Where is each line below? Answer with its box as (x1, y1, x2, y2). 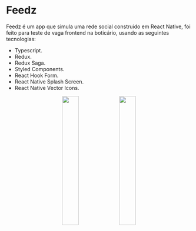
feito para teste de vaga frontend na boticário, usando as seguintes (6, 29, 170, 36)
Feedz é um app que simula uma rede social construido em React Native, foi (6, 23, 191, 30)
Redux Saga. (14, 59, 46, 66)
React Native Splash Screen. (14, 78, 84, 85)
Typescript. (14, 46, 42, 53)
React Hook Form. (14, 72, 59, 79)
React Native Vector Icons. (14, 84, 79, 91)
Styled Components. (14, 65, 65, 72)
